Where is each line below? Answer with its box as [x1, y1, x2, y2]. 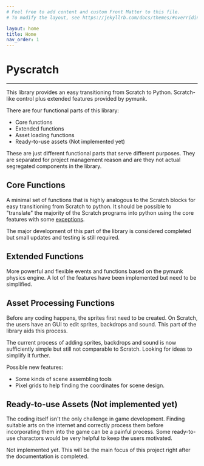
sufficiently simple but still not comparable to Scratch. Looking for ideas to [6, 345, 192, 353]
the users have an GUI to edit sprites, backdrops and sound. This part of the [6, 320, 197, 328]
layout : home [6, 25, 39, 32]
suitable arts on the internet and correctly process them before [6, 422, 164, 429]
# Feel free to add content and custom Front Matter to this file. [6, 8, 181, 15]
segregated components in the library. [6, 163, 102, 170]
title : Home [6, 31, 36, 37]
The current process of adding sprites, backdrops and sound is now [6, 339, 177, 346]
